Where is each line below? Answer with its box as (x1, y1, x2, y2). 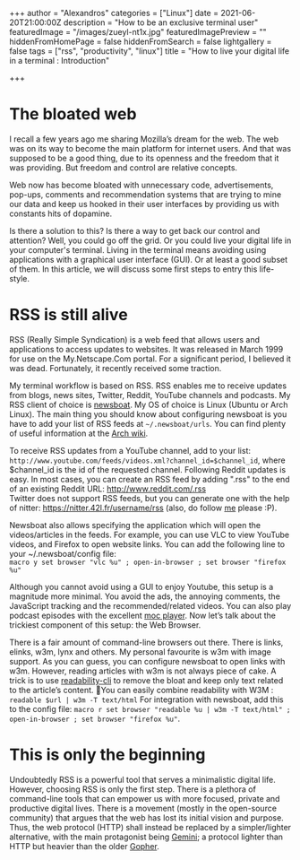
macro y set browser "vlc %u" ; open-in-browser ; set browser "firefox (9, 558, 287, 567)
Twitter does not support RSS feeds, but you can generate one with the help (9, 492, 290, 503)
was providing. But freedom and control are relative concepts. (9, 161, 238, 173)
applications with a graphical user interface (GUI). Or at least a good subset (9, 254, 288, 265)
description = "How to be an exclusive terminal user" (63, 17, 259, 28)
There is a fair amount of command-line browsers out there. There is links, (9, 637, 284, 647)
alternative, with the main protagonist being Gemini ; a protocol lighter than (9, 831, 284, 842)
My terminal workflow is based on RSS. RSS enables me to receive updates (9, 380, 287, 391)
